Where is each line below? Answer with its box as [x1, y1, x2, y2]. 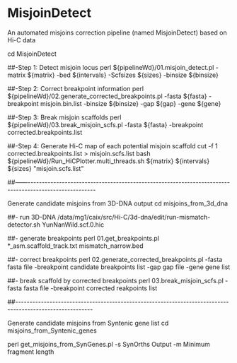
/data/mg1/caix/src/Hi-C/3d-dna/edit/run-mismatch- [57, 213, 211, 221]
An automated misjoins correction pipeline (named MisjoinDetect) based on [7, 28, 228, 37]
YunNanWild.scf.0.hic [42, 220, 105, 229]
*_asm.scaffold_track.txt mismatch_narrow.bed [7, 242, 144, 250]
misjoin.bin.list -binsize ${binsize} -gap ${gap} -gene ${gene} [40, 99, 221, 107]
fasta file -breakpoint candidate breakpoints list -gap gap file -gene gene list [7, 263, 231, 271]
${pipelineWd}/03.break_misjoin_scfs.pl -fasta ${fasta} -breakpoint [7, 120, 204, 129]
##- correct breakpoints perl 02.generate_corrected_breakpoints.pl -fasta [7, 255, 223, 263]
